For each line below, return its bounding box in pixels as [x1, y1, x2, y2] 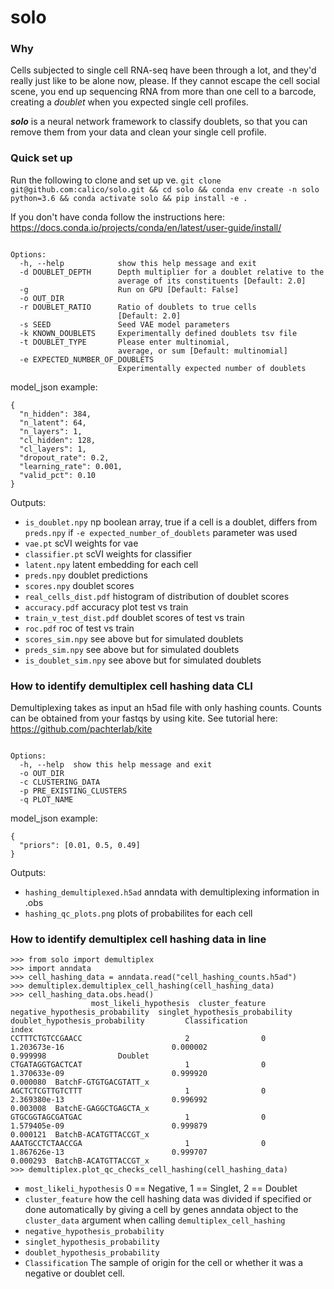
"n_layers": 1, [19, 426, 83, 436]
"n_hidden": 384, [19, 409, 92, 419]
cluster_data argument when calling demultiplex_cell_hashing [24, 1214, 286, 1226]
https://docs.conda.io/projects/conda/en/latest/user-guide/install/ [10, 221, 282, 233]
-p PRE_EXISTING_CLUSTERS [19, 786, 128, 796]
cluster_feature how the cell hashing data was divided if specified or [24, 1193, 312, 1205]
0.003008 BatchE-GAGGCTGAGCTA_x [10, 1104, 150, 1114]
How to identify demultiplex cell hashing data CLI [10, 679, 253, 693]
